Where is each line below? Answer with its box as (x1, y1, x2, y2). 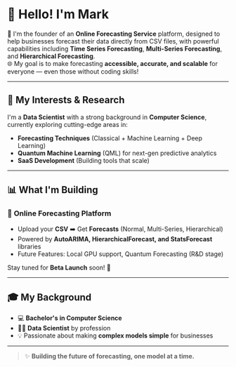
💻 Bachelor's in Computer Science (17, 314, 122, 322)
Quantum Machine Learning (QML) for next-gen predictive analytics (17, 149, 217, 157)
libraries (17, 242, 41, 251)
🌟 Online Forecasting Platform (7, 208, 112, 218)
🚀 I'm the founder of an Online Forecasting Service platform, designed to (7, 29, 221, 38)
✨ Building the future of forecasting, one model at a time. (24, 352, 195, 361)
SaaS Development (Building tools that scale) (17, 156, 150, 164)
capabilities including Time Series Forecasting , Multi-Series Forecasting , (7, 44, 223, 53)
